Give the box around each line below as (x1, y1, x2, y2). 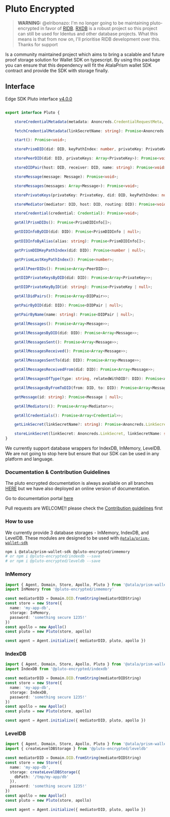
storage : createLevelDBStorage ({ (10, 769, 80, 775)
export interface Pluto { (5, 110, 60, 115)
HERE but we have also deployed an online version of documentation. (5, 486, 150, 492)
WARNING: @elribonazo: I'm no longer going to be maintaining (17, 20, 149, 26)
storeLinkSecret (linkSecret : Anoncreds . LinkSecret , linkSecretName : (14, 431, 162, 436)
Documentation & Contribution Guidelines (5, 468, 110, 476)
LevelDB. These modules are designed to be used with (5, 535, 119, 541)
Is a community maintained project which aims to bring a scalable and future (5, 51, 164, 57)
